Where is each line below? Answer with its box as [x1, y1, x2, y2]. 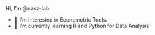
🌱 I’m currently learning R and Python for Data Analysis [14, 23, 150, 29]
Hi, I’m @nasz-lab [5, 5, 49, 12]
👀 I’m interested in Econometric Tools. [14, 16, 108, 23]
